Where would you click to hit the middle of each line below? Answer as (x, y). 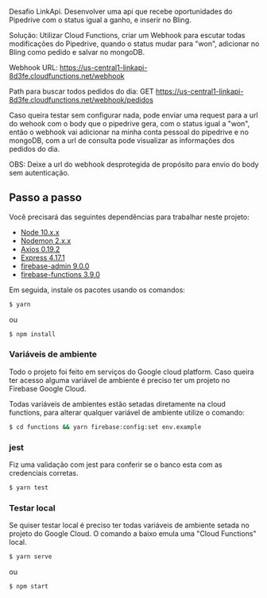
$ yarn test (29, 488)
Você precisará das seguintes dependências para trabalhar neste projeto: (129, 217)
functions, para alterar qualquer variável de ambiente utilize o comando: (127, 412)
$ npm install (33, 334)
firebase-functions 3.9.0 (60, 274)
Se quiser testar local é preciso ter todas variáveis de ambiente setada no (129, 525)
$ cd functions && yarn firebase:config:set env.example (105, 427)
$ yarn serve (31, 557)
